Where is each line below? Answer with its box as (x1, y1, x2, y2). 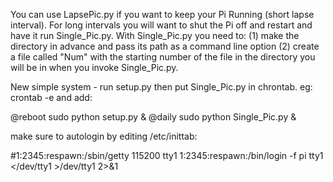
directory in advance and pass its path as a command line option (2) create (10, 40, 320, 52)
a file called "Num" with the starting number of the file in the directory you (10, 51, 316, 63)
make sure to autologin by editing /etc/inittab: (10, 130, 198, 142)
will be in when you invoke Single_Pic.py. (10, 62, 179, 73)
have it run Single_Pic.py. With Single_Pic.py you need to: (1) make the (10, 30, 300, 41)
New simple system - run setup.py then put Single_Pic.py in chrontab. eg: (10, 81, 313, 93)
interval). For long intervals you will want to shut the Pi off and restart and (10, 19, 313, 31)
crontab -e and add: (10, 92, 93, 103)
